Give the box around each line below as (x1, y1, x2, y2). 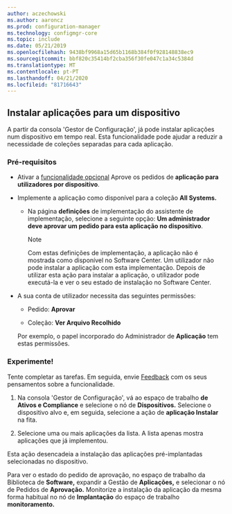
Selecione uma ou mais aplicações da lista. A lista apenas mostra (17, 429, 204, 437)
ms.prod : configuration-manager (7, 23, 100, 30)
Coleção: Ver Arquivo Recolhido (27, 318, 121, 327)
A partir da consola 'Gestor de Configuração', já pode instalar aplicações (7, 126, 215, 134)
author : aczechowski (7, 10, 67, 17)
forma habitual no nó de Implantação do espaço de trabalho (7, 492, 180, 501)
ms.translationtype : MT (7, 62, 76, 69)
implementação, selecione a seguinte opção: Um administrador (27, 214, 211, 223)
